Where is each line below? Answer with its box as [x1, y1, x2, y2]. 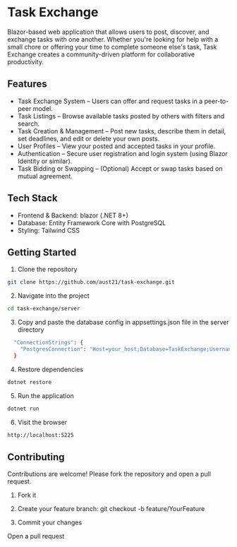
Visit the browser [17, 418, 68, 426]
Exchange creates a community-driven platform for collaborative [7, 50, 195, 59]
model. [32, 104, 53, 113]
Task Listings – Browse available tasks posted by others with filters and [17, 112, 224, 120]
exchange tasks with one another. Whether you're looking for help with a [7, 35, 219, 43]
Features [7, 78, 47, 90]
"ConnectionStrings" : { [13, 339, 83, 347]
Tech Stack [7, 192, 58, 205]
